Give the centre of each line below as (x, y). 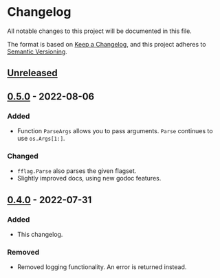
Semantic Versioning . (37, 51)
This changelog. (40, 234)
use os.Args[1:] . (41, 139)
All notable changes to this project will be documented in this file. (100, 31)
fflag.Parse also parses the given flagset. (77, 171)
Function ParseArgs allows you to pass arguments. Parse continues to (115, 131)
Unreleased (33, 73)
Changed (23, 156)
